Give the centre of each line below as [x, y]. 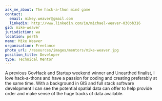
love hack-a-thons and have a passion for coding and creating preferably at [81, 78]
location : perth [21, 37]
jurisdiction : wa [23, 32]
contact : [14, 14]
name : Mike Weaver [24, 41]
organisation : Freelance [30, 46]
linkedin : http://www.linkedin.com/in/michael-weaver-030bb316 [75, 23]
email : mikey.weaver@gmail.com [41, 18]
